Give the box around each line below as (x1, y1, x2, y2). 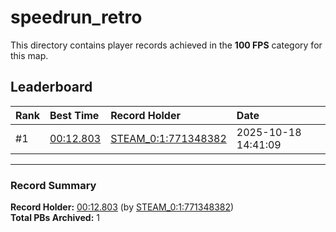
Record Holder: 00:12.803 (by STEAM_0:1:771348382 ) (10, 201, 235, 213)
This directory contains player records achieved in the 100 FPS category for (10, 39, 323, 51)
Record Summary (10, 178, 97, 192)
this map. (10, 49, 49, 61)
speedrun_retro (10, 6, 143, 29)
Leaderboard (10, 79, 93, 96)
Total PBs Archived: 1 (10, 212, 100, 224)
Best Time (49, 108, 100, 122)
